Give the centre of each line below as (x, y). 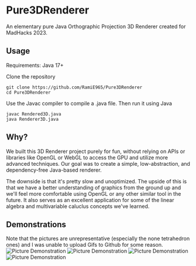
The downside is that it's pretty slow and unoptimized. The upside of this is (97, 181)
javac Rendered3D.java (34, 114)
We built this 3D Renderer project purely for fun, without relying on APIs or (96, 151)
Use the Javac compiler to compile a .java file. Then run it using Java (89, 103)
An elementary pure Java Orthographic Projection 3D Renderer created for (96, 26)
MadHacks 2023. (27, 32)
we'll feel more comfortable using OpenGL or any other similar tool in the (94, 193)
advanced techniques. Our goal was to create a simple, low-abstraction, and (98, 163)
